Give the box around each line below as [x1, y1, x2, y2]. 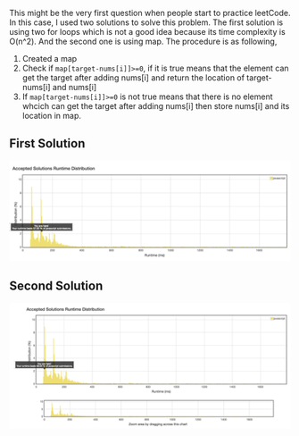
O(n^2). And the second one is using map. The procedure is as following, [9, 36, 278, 46]
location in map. [21, 111, 82, 121]
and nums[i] [52, 82, 96, 92]
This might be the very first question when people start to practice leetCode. [9, 8, 291, 18]
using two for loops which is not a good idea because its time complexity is [9, 27, 286, 37]
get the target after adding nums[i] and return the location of [21, 72, 245, 83]
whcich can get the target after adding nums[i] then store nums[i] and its [21, 101, 290, 111]
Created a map [21, 54, 78, 63]
